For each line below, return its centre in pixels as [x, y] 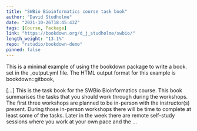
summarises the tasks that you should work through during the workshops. [97, 96]
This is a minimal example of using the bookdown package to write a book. [96, 66]
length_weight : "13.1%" [35, 39]
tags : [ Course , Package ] [36, 28]
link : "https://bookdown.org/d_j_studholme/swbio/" [71, 33]
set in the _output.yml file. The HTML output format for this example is [91, 73]
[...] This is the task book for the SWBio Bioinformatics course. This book [94, 90]
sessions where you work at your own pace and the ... [71, 122]
